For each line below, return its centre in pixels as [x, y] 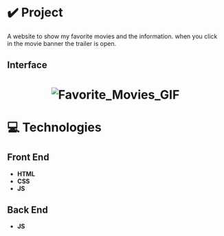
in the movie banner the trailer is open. [62, 43]
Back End [27, 210]
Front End [28, 157]
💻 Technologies [54, 127]
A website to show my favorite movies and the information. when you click [112, 36]
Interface [27, 65]
